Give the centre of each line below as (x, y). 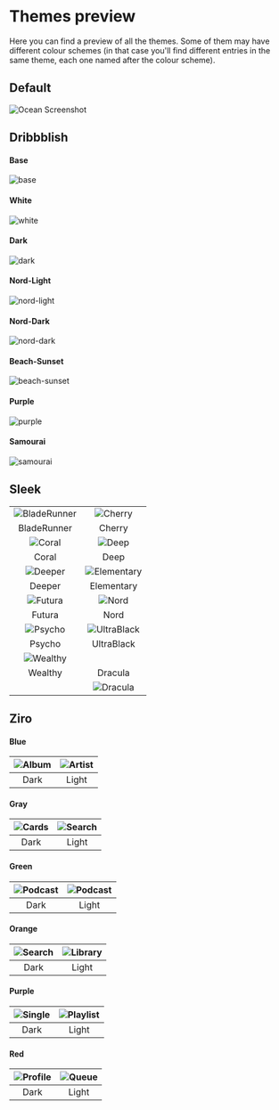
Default (30, 88)
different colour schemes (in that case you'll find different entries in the (140, 50)
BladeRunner (45, 527)
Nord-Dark (30, 321)
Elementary (114, 585)
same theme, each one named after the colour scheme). (112, 60)
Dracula (114, 673)
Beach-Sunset (37, 361)
